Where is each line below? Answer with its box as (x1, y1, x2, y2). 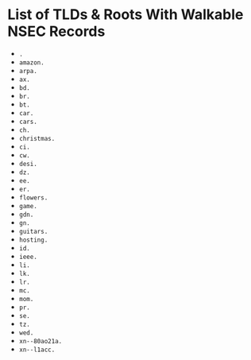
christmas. (18, 134, 56, 142)
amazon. (18, 58, 44, 67)
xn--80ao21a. (18, 337, 63, 345)
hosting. (18, 236, 48, 244)
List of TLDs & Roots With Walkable (7, 6, 244, 24)
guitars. (18, 227, 48, 235)
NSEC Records (7, 22, 106, 41)
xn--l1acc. (18, 346, 56, 354)
